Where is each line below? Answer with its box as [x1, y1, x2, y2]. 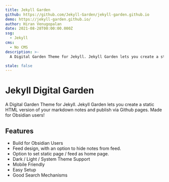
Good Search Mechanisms [12, 172, 68, 178]
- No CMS [10, 45, 28, 50]
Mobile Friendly [12, 161, 45, 167]
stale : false [5, 63, 33, 68]
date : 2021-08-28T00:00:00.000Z [5, 26, 73, 31]
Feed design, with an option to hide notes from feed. [12, 145, 122, 151]
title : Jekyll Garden [5, 7, 51, 13]
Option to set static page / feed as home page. [12, 151, 109, 156]
